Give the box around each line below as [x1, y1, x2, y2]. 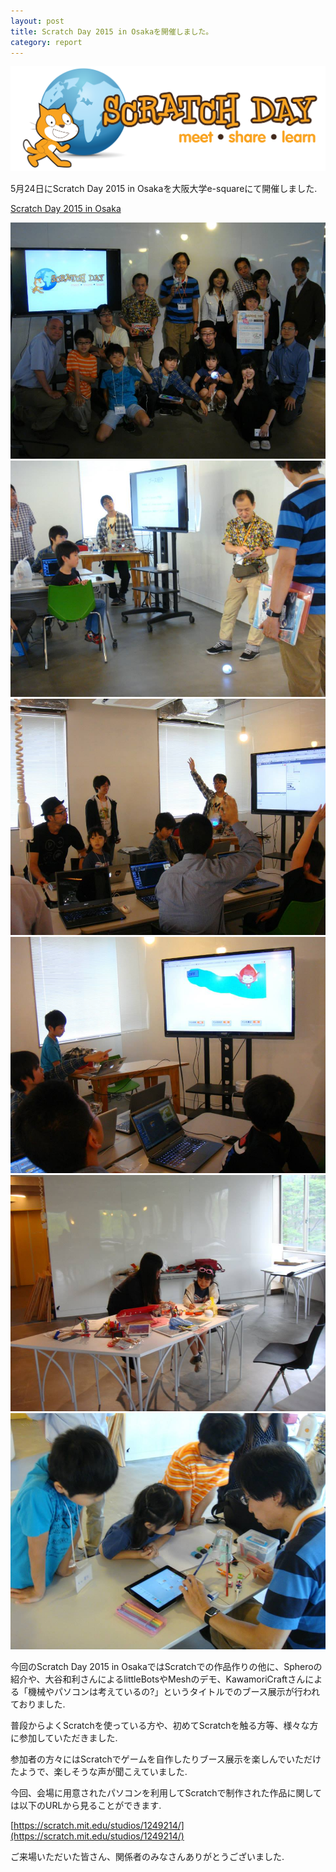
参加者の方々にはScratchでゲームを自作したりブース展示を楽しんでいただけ [10, 1753, 322, 1765]
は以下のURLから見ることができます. [10, 1800, 162, 1812]
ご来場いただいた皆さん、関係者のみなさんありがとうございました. [10, 1851, 285, 1863]
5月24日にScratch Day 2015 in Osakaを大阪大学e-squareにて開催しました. [10, 183, 318, 195]
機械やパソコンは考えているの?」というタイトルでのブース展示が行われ [27, 1686, 321, 1698]
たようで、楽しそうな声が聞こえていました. [10, 1766, 188, 1778]
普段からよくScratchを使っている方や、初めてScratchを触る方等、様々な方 [10, 1720, 319, 1732]
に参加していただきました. [10, 1732, 118, 1744]
